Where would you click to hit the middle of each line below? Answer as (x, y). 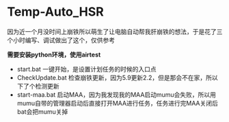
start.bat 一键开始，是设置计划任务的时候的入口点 (86, 69)
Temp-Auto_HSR (55, 12)
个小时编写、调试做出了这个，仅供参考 (61, 40)
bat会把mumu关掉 (42, 111)
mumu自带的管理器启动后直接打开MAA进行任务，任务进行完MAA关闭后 (118, 103)
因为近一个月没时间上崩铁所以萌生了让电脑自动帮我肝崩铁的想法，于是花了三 (115, 31)
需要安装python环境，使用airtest (54, 55)
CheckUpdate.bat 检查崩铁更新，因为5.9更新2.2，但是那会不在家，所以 (117, 77)
